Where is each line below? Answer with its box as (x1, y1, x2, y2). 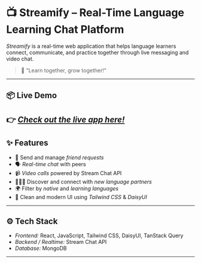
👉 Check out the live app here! (6, 114, 125, 124)
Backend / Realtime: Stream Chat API (14, 238, 107, 246)
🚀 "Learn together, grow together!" (20, 66, 106, 74)
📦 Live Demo (6, 90, 57, 100)
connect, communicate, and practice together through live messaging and (6, 48, 189, 56)
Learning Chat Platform (6, 23, 124, 36)
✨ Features (6, 138, 48, 148)
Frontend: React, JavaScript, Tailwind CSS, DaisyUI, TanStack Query (14, 232, 184, 239)
